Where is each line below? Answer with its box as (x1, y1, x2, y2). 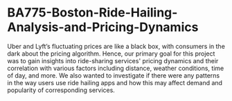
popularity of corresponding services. (7, 86, 116, 94)
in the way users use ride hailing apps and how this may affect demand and (7, 78, 223, 87)
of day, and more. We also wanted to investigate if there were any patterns (7, 71, 220, 80)
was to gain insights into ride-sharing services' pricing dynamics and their (7, 56, 219, 65)
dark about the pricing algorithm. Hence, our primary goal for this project (7, 49, 215, 58)
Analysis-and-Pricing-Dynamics (7, 19, 199, 35)
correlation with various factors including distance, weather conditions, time (7, 64, 224, 72)
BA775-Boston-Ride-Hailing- (7, 5, 178, 21)
